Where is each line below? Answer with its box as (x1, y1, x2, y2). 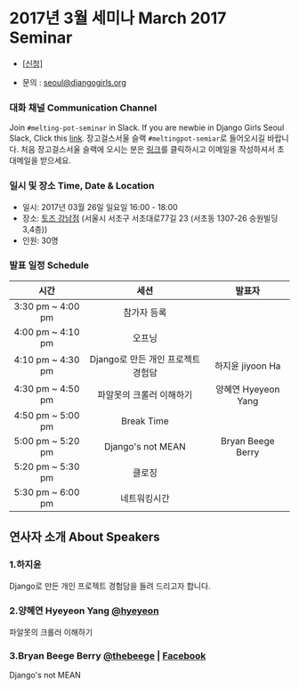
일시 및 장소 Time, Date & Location (9, 180, 155, 192)
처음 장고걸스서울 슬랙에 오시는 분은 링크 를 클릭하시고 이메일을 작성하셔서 (20, 144, 276, 155)
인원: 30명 (21, 235, 59, 246)
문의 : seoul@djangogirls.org (21, 77, 126, 87)
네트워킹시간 (119, 491, 170, 504)
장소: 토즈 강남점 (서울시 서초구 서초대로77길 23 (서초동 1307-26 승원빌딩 (21, 213, 279, 223)
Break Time (121, 415, 169, 427)
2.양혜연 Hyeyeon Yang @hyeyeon (9, 604, 159, 617)
